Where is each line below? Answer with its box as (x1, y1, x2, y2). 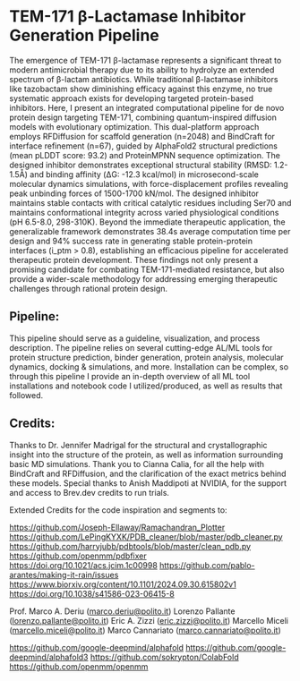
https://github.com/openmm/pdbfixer (9, 550, 147, 561)
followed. (9, 389, 44, 400)
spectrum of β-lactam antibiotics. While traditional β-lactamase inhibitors (9, 73, 279, 84)
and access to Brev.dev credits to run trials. (9, 487, 170, 498)
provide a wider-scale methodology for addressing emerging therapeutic (9, 273, 278, 284)
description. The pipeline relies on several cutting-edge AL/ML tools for (9, 342, 273, 353)
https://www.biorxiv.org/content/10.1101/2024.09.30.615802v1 (9, 579, 237, 590)
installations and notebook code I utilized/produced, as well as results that (9, 380, 283, 391)
